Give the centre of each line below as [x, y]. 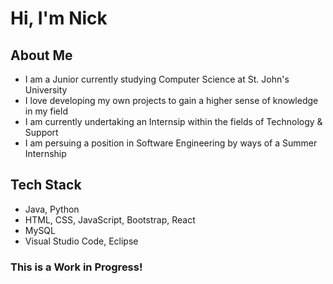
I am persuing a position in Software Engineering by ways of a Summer [171, 143]
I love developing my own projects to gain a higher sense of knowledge [171, 100]
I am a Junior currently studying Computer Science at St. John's [157, 79]
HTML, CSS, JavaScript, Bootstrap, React [110, 219]
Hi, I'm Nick [59, 18]
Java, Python [52, 209]
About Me [41, 55]
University [46, 90]
